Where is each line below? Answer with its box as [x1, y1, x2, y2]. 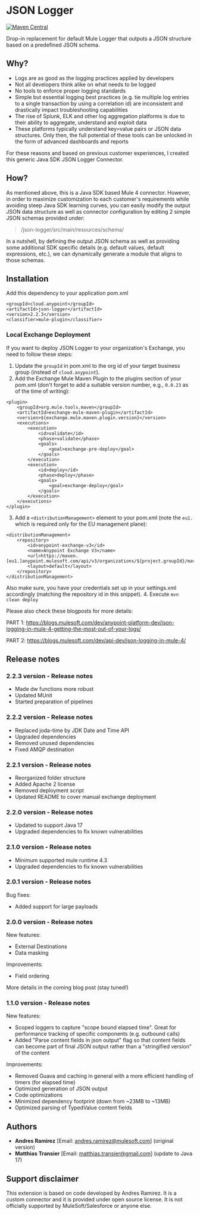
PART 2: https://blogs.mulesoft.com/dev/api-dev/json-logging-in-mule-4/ [6, 636, 186, 644]
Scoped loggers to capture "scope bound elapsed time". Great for [14, 1024, 177, 1031]
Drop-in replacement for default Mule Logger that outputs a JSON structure [6, 35, 192, 42]
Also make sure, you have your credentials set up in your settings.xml [6, 584, 177, 591]
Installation [6, 273, 49, 284]
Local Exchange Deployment [6, 331, 91, 339]
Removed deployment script [14, 786, 85, 794]
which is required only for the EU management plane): [14, 520, 148, 527]
